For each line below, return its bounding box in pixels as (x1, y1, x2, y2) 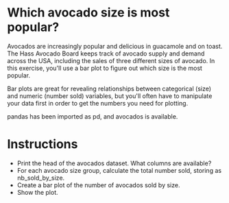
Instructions (7, 136, 78, 152)
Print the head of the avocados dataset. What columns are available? (16, 159, 212, 167)
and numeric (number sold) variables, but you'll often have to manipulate (7, 91, 213, 100)
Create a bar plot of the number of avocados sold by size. (16, 180, 180, 189)
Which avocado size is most (7, 5, 170, 21)
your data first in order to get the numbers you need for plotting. (7, 99, 189, 107)
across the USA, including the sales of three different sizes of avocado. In (7, 56, 215, 64)
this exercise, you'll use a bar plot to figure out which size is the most (7, 64, 202, 72)
